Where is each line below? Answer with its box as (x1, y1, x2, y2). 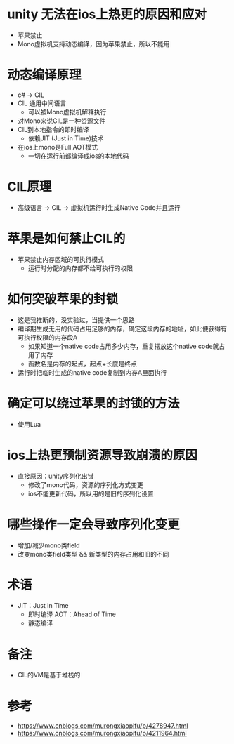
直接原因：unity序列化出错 (17, 472, 94, 480)
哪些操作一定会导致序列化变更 (7, 517, 181, 532)
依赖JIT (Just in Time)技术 (27, 134, 104, 142)
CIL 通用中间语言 (17, 99, 67, 107)
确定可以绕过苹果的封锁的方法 (7, 395, 181, 411)
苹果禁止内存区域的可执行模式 (17, 255, 104, 263)
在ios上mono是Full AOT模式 (17, 142, 98, 151)
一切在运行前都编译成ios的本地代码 (27, 152, 129, 160)
